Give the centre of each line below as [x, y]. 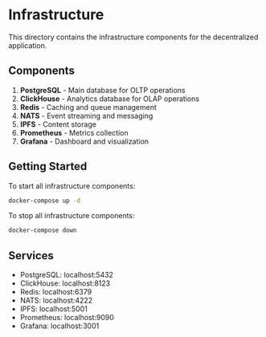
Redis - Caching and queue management [88, 107]
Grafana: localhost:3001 [59, 326]
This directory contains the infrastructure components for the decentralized [133, 37]
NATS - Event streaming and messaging [86, 116]
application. [28, 45]
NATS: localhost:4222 [56, 300]
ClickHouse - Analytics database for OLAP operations [109, 99]
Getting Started [48, 166]
